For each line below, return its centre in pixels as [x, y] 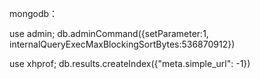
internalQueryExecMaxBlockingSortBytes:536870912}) [122, 44]
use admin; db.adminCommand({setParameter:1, [109, 33]
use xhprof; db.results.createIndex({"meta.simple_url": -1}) [130, 63]
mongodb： [34, 13]
